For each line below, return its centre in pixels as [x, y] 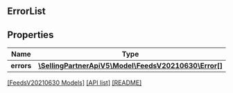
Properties [31, 35]
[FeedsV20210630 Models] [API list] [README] [75, 83]
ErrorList [27, 11]
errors [21, 66]
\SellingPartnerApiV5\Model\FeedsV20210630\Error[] [130, 66]
